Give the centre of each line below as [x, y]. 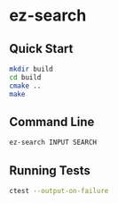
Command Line [52, 122]
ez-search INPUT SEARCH [53, 143]
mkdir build [31, 69]
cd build [25, 77]
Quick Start [41, 49]
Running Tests [50, 170]
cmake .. [25, 86]
